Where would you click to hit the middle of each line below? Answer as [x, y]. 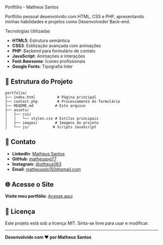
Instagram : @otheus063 [37, 164]
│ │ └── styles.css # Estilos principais [52, 118]
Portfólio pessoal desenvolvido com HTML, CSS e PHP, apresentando [75, 16]
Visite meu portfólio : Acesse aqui [39, 196]
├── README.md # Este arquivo [45, 106]
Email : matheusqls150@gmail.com [46, 169]
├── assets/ [17, 110]
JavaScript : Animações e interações [49, 56]
